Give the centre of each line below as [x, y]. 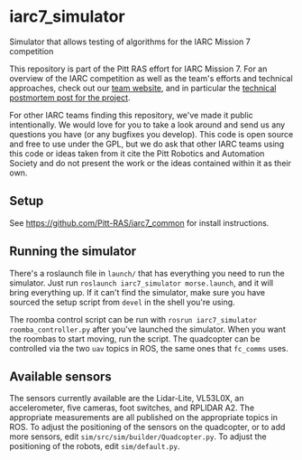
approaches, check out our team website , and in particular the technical [143, 88]
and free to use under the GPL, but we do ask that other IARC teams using [147, 144]
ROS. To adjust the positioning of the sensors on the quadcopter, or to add [147, 427]
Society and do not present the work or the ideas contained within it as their [150, 163]
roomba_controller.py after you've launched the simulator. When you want [147, 329]
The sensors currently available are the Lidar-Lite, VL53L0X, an [127, 399]
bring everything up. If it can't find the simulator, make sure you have [137, 292]
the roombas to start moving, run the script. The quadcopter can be [135, 338]
